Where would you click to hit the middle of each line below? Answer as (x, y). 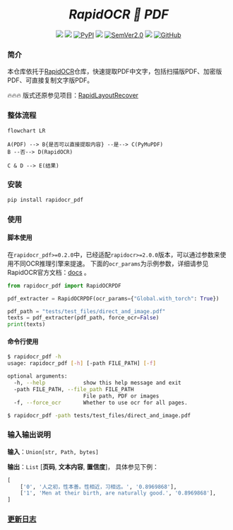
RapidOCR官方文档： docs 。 (49, 272)
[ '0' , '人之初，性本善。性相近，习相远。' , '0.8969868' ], (98, 487)
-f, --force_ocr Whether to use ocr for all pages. (101, 402)
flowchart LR (26, 130)
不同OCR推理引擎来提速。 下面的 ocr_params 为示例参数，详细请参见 (111, 263)
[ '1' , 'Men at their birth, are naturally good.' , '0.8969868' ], (118, 493)
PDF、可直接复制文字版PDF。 (50, 80)
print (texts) (26, 325)
